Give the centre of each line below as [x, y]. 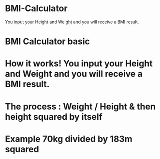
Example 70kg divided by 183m [69, 139]
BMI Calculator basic [48, 41]
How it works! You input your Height [79, 64]
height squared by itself [54, 117]
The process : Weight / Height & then [80, 106]
